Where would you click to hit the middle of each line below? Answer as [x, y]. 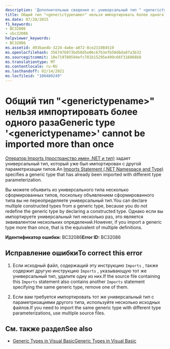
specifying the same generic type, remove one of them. [71, 287]
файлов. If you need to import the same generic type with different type [87, 307]
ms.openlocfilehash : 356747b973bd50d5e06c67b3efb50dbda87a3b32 [73, 52]
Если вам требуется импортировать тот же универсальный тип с [83, 297]
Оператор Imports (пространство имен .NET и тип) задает [68, 158]
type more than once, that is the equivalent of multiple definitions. [74, 227]
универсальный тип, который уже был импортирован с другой [73, 163]
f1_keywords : [19, 24]
